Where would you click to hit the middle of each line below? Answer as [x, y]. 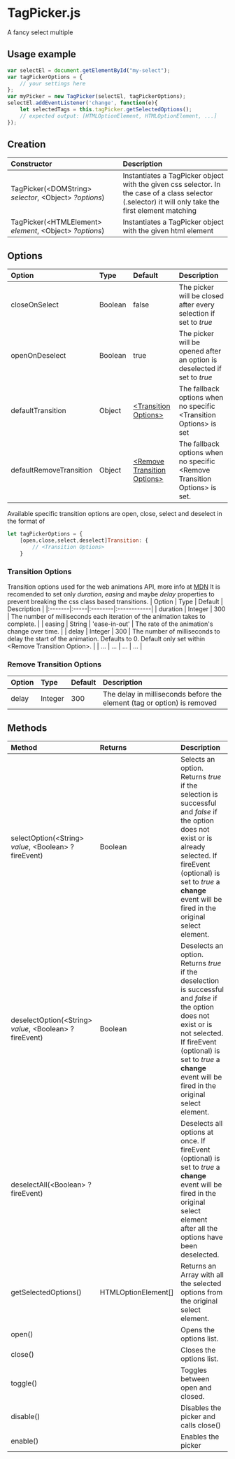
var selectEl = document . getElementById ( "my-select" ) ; [89, 70]
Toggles [194, 1370]
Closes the [198, 1350]
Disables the [201, 1408]
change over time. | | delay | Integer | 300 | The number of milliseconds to [114, 631]
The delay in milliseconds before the [162, 694]
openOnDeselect [38, 356]
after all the [199, 1229]
